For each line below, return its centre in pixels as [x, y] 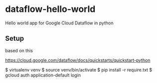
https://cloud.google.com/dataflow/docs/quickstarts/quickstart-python [78, 60]
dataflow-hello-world [50, 9]
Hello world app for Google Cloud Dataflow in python [59, 23]
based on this [19, 50]
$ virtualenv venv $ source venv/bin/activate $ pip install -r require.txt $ [79, 70]
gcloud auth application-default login [43, 75]
